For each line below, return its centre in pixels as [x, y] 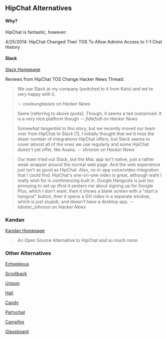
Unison [12, 283]
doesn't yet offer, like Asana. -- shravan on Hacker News [76, 150]
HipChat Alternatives [39, 8]
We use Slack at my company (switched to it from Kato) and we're [85, 89]
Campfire [15, 322]
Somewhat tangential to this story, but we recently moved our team [86, 128]
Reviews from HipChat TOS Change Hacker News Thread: [65, 79]
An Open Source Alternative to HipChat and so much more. [78, 240]
